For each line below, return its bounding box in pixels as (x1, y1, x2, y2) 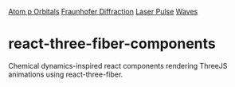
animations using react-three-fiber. (8, 69, 123, 79)
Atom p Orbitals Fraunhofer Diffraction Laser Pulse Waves (8, 7, 198, 16)
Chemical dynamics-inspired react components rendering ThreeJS (8, 61, 228, 70)
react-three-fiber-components (8, 35, 217, 53)
